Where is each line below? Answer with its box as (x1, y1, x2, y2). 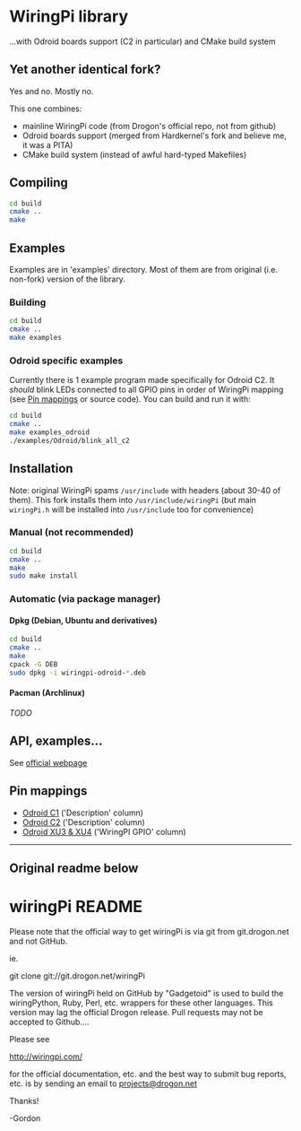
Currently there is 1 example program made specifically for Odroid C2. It (9, 375, 275, 386)
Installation (9, 461, 73, 476)
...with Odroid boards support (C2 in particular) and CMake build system (9, 36, 276, 47)
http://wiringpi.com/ (9, 1051, 83, 1062)
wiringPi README (9, 897, 143, 917)
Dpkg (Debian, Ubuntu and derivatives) (9, 614, 158, 625)
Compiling (9, 175, 69, 190)
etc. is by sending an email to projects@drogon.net (9, 1078, 198, 1089)
